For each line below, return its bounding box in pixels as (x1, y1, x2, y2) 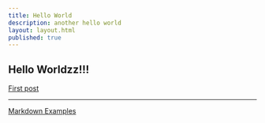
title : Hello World (8, 11, 73, 20)
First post (8, 84, 39, 93)
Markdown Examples (8, 106, 77, 116)
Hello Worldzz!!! (8, 62, 90, 76)
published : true (8, 33, 62, 42)
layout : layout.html (8, 26, 77, 34)
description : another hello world (8, 19, 122, 27)
